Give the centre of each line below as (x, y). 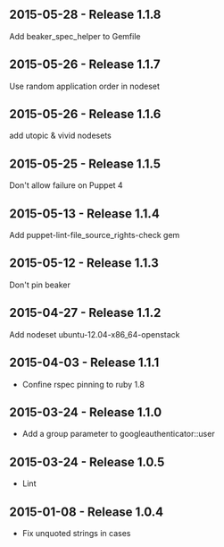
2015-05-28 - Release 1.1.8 (85, 15)
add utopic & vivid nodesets (60, 136)
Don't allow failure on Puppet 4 (66, 185)
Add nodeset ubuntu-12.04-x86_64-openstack (95, 334)
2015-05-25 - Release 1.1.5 (85, 163)
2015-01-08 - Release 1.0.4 (87, 512)
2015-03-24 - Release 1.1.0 (86, 412)
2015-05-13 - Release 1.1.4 (85, 214)
